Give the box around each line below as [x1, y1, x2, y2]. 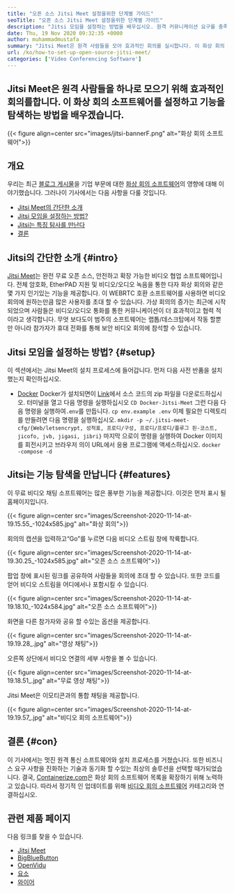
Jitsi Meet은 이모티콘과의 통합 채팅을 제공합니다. [7, 691, 139, 699]
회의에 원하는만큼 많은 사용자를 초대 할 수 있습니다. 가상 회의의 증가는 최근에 [7, 297, 214, 306]
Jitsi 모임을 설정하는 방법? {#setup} [7, 346, 156, 358]
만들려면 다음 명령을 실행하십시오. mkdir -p [24, 416, 143, 424]
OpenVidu [17, 861, 47, 869]
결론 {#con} [7, 736, 58, 747]
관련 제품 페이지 [7, 813, 71, 825]
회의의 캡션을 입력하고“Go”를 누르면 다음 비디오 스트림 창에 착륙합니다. [7, 534, 199, 543]
